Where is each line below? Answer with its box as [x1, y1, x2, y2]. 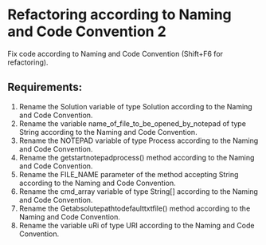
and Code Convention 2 [7, 22, 166, 41]
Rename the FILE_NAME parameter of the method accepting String [18, 169, 239, 179]
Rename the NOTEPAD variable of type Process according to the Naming [18, 136, 259, 145]
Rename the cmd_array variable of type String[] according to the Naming [18, 186, 258, 196]
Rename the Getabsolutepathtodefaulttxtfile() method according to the [18, 204, 251, 213]
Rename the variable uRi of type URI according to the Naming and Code [18, 220, 255, 230]
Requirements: [7, 81, 83, 94]
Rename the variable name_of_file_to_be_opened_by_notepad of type [18, 118, 246, 128]
